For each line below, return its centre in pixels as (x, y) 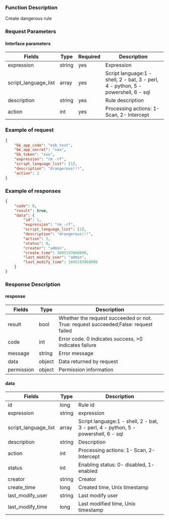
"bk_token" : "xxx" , (35, 155)
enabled (88, 471)
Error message (76, 353)
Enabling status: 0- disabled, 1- (116, 465)
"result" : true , (31, 210)
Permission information (86, 370)
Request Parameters (31, 32)
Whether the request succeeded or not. (105, 318)
